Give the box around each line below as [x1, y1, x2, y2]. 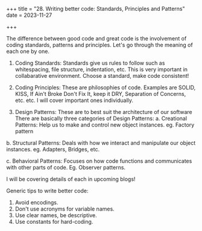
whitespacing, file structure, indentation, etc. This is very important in [14, 66, 188, 73]
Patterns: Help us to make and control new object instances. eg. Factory [14, 121, 195, 128]
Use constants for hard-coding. [14, 218, 93, 225]
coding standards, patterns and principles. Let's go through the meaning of [6, 42, 193, 48]
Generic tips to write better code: [6, 187, 89, 194]
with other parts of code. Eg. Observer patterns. [6, 164, 125, 171]
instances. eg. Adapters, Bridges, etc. [6, 146, 100, 153]
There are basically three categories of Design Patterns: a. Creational [14, 115, 188, 122]
